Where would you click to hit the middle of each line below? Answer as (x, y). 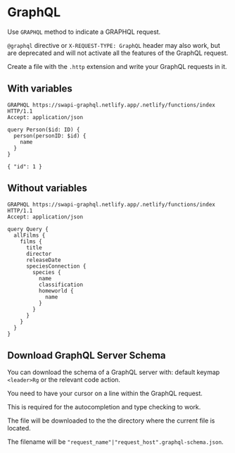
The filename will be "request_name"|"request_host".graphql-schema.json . (115, 442)
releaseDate (43, 260)
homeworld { (56, 291)
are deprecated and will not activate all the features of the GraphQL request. (118, 53)
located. (19, 428)
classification (61, 285)
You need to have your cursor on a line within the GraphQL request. (105, 393)
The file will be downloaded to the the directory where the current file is (111, 421)
